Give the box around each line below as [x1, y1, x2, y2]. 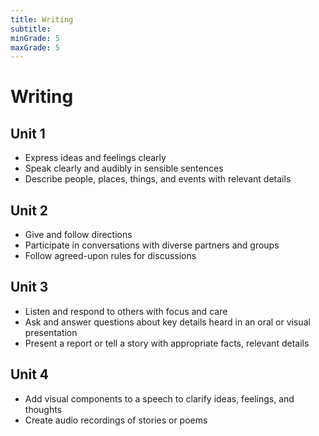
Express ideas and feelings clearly [24, 152, 167, 164]
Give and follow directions [24, 229, 133, 241]
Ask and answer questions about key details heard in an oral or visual [24, 316, 311, 328]
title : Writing [10, 14, 74, 25]
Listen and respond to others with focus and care [24, 305, 228, 317]
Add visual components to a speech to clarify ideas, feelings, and [24, 392, 295, 405]
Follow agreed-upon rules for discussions [24, 250, 197, 262]
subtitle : [10, 24, 52, 34]
